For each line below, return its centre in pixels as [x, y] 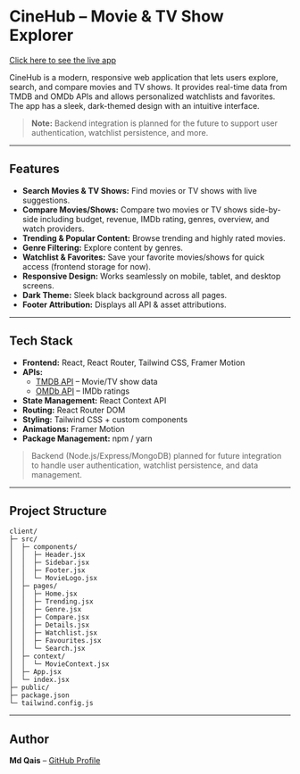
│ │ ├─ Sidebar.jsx [50, 563]
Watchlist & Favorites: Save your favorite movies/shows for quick [143, 257]
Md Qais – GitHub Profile [55, 761]
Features [34, 169]
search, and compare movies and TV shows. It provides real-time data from [148, 87]
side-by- [265, 209]
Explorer [42, 35]
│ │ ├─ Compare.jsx [50, 618]
